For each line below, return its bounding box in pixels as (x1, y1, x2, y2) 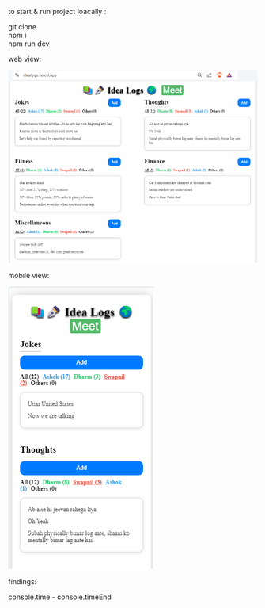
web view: (8, 55, 42, 63)
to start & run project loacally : (8, 7, 107, 16)
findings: (8, 577, 37, 587)
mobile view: (8, 271, 50, 281)
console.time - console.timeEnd (8, 592, 112, 602)
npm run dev (8, 39, 50, 48)
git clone (8, 22, 37, 31)
